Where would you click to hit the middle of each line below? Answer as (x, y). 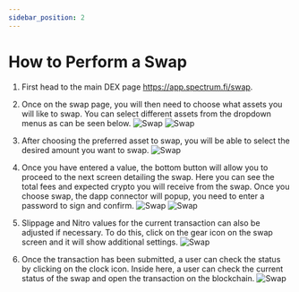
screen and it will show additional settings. (99, 242)
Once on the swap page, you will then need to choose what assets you (152, 104)
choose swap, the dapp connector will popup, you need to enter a (143, 196)
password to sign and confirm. (78, 205)
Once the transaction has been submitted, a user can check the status (151, 259)
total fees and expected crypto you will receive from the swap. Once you (155, 186)
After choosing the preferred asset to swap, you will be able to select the (155, 141)
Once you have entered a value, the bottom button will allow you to (145, 167)
